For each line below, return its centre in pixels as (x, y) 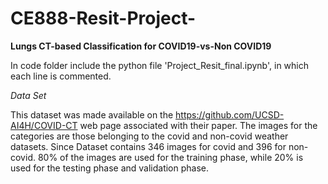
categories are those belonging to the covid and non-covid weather (149, 136)
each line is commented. (61, 76)
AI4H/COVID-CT (44, 125)
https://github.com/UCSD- (230, 114)
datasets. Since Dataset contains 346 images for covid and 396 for (148, 146)
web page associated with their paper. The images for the (198, 125)
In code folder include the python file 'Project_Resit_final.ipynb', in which (160, 65)
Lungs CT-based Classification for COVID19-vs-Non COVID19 (141, 46)
